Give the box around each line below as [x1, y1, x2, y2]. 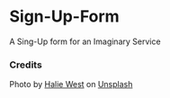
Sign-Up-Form [9, 6, 120, 27]
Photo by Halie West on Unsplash [9, 79, 133, 90]
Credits [9, 58, 42, 71]
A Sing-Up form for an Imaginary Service [9, 36, 161, 47]
